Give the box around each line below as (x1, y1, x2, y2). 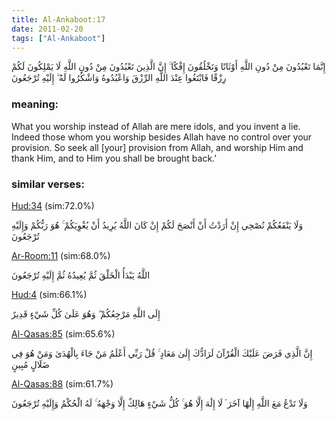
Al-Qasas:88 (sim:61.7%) (11, 377, 114, 390)
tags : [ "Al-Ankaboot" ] (11, 33, 106, 43)
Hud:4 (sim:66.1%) (11, 288, 88, 300)
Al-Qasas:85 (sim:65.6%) (11, 327, 116, 340)
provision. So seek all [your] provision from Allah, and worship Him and (11, 141, 304, 153)
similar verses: (11, 177, 85, 191)
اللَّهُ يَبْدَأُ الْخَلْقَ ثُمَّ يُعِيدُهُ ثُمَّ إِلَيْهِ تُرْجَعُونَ (11, 269, 151, 281)
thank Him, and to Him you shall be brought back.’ (11, 152, 217, 164)
